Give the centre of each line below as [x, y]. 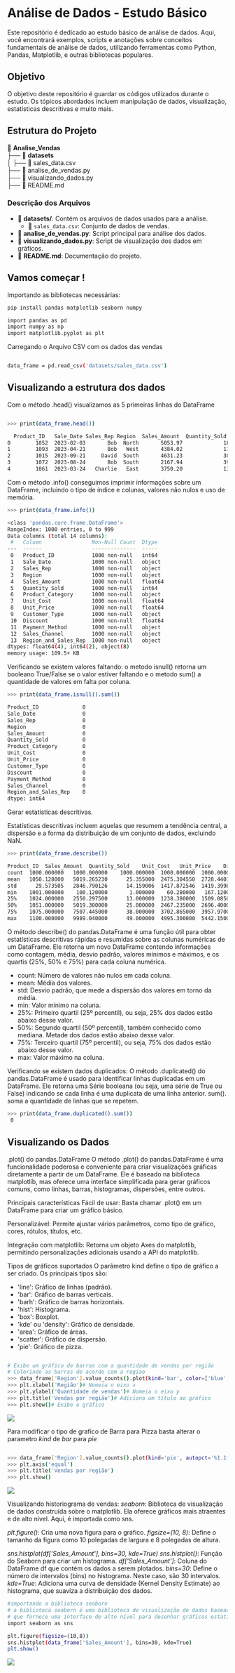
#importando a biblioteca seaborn [58, 1604]
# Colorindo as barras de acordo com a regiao [76, 1372]
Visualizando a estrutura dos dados [86, 388]
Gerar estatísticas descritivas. [50, 812]
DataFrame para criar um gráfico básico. [66, 1210]
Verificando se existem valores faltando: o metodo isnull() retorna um [107, 667]
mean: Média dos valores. [55, 983]
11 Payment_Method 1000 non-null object [85, 627]
